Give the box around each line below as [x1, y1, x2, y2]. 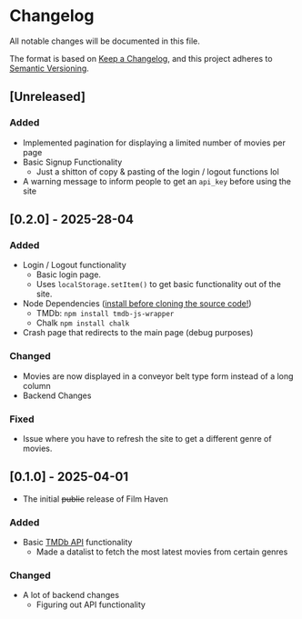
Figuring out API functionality [35, 599, 146, 610]
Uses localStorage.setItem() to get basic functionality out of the [35, 279, 282, 290]
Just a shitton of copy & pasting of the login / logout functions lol [35, 165, 279, 177]
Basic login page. [35, 269, 102, 280]
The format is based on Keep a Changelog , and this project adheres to [9, 53, 273, 64]
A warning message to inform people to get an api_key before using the [22, 175, 291, 186]
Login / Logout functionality [22, 260, 127, 271]
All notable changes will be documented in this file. [9, 35, 200, 46]
